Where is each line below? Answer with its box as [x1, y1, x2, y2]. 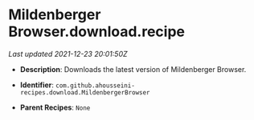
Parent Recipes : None [19, 102, 91, 112]
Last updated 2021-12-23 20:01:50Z [8, 49, 128, 58]
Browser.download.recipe [8, 22, 185, 41]
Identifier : [19, 80, 55, 90]
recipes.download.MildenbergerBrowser [19, 88, 150, 97]
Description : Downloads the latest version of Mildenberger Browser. [19, 64, 247, 74]
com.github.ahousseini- [55, 82, 135, 90]
